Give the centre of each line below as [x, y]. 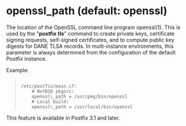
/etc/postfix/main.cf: [49, 86]
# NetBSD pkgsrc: [53, 91]
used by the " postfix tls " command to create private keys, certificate [90, 33]
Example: [18, 70]
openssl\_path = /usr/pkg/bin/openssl [80, 96]
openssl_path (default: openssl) [87, 11]
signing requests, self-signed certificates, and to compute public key [90, 40]
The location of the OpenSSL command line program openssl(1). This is [93, 27]
